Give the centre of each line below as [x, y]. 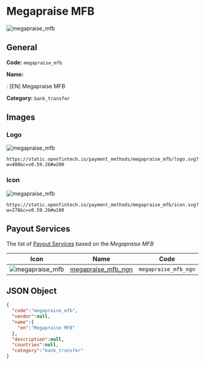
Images [21, 117]
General [22, 48]
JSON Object [32, 290]
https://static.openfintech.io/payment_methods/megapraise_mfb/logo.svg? [103, 159]
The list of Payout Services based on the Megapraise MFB [80, 244]
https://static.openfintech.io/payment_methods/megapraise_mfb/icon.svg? [103, 205]
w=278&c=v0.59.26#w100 [35, 210]
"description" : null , [38, 339]
